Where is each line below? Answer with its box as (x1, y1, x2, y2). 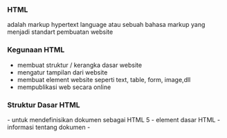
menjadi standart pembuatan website (7, 28, 113, 36)
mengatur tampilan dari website (17, 68, 108, 77)
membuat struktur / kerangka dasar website (17, 61, 143, 69)
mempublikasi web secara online (17, 83, 111, 91)
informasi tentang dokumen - (7, 123, 91, 131)
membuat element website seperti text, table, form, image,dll (17, 75, 191, 83)
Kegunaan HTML (7, 45, 65, 55)
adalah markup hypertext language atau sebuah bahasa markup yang (7, 21, 206, 29)
